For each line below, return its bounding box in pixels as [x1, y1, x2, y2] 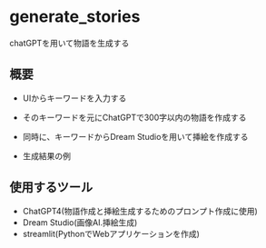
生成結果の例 [22, 150, 71, 161]
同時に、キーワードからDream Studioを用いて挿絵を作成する [22, 131, 249, 142]
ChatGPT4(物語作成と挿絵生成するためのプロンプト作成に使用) [22, 205, 259, 216]
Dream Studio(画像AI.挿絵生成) [22, 216, 138, 228]
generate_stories [9, 6, 141, 27]
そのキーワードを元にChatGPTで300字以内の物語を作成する [22, 112, 247, 123]
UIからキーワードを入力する [22, 93, 127, 104]
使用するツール [9, 180, 94, 195]
